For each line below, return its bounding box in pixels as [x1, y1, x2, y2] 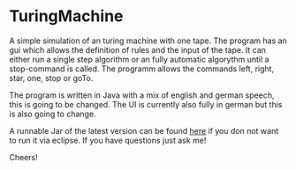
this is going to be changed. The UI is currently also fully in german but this [9, 99, 283, 109]
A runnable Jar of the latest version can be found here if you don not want [9, 125, 279, 136]
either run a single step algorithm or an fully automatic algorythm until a [9, 54, 269, 64]
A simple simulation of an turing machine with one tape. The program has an [9, 35, 287, 46]
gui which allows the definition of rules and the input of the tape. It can [9, 44, 267, 55]
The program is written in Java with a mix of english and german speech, [9, 90, 275, 100]
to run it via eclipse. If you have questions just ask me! [9, 135, 207, 145]
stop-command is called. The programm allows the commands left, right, [9, 63, 275, 74]
